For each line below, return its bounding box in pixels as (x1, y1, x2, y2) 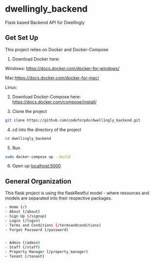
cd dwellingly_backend (5, 136, 51, 141)
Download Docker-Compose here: (12, 94, 81, 99)
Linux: (5, 84, 18, 90)
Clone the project (12, 108, 47, 114)
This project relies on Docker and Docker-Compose (5, 46, 109, 52)
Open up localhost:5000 (12, 163, 61, 169)
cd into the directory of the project (12, 127, 81, 132)
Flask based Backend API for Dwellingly (5, 19, 85, 25)
